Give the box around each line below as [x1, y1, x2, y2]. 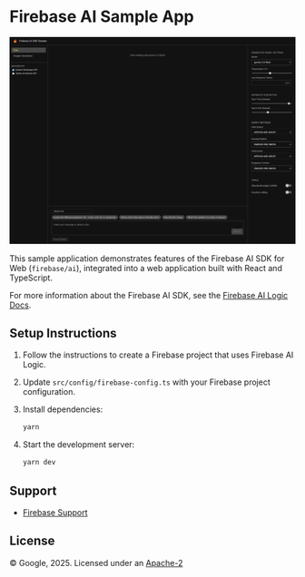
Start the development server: [22, 439, 135, 450]
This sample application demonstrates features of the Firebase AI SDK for [9, 252, 285, 264]
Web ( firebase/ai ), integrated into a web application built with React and [9, 262, 283, 273]
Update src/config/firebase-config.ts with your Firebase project [22, 377, 271, 387]
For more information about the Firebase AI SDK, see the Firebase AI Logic [9, 289, 289, 300]
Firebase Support [22, 507, 88, 518]
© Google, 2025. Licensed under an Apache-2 [9, 557, 183, 568]
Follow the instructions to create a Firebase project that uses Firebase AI [22, 349, 294, 360]
